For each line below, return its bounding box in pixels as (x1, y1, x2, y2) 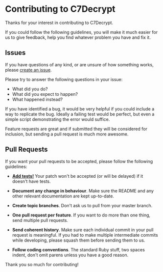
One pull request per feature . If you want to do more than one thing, (12, 212, 151, 218)
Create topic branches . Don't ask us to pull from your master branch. (12, 202, 153, 208)
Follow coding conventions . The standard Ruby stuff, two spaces (12, 246, 145, 252)
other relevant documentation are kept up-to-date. (12, 193, 114, 199)
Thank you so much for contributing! (5, 261, 79, 267)
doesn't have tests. (12, 178, 51, 184)
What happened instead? (12, 96, 63, 102)
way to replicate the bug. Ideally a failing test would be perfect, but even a (5, 111, 155, 117)
